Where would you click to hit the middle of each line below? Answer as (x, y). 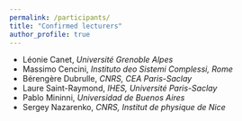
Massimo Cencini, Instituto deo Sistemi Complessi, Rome (128, 69)
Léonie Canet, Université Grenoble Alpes (98, 60)
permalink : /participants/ (60, 17)
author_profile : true (50, 34)
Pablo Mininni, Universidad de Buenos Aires (103, 98)
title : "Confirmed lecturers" (66, 26)
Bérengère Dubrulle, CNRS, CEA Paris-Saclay (107, 79)
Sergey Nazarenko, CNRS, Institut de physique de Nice (124, 108)
